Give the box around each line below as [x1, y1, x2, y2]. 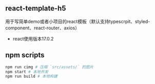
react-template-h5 [5, 4, 66, 13]
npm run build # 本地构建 [5, 74, 58, 79]
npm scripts [5, 51, 45, 59]
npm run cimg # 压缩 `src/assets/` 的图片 [5, 64, 94, 70]
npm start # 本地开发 [5, 69, 49, 74]
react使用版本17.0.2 [12, 35, 54, 41]
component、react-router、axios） [5, 25, 80, 31]
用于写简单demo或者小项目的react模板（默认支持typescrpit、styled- [5, 18, 150, 25]
